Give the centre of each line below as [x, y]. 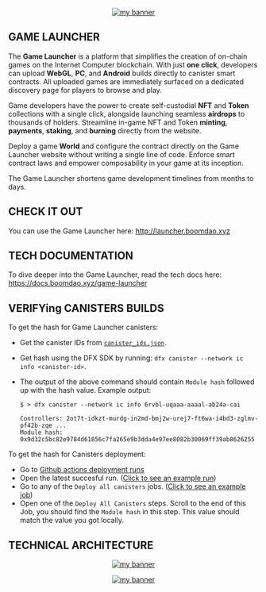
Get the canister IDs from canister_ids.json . [93, 343]
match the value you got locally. [72, 521]
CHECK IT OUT [46, 211]
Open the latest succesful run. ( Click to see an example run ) [118, 478]
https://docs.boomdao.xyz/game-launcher [78, 283]
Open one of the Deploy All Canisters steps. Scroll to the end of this [133, 503]
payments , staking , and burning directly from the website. [105, 130]
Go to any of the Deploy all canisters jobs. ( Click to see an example [133, 486]
